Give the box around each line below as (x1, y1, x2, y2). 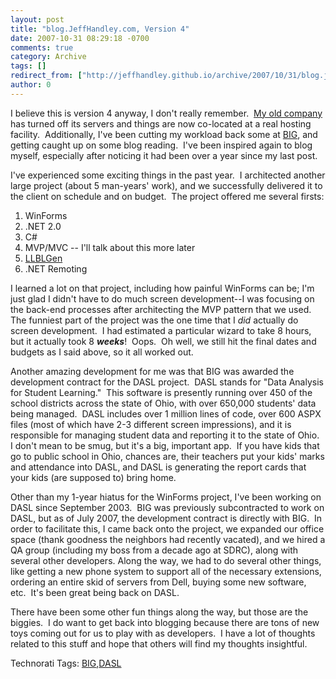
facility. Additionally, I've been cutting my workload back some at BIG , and (10, 128, 318, 140)
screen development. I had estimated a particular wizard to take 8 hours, (10, 324, 312, 336)
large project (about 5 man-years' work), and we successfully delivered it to (10, 179, 323, 191)
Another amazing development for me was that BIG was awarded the (10, 365, 295, 377)
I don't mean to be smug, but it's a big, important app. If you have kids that (10, 439, 320, 451)
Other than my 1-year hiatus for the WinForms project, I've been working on (10, 491, 322, 503)
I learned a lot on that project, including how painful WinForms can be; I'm (10, 282, 315, 294)
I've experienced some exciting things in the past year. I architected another (10, 169, 326, 181)
